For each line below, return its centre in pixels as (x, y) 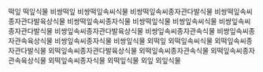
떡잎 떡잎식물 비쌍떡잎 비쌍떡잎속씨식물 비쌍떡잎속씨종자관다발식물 (111, 11)
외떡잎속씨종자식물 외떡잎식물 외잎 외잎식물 (115, 60)
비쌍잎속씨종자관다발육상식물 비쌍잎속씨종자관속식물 (135, 31)
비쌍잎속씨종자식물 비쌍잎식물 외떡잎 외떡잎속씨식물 (134, 41)
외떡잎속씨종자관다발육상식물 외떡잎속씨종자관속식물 (129, 50)
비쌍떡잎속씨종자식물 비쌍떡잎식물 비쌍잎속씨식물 (142, 21)
